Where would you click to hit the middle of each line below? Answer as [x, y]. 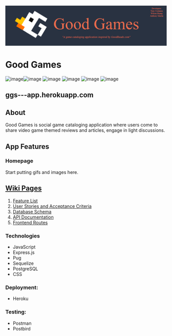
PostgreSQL [25, 269]
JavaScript [24, 247]
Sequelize [23, 263]
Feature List [25, 201]
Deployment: [22, 287]
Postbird [21, 328]
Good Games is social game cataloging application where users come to [82, 125]
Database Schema [32, 211]
